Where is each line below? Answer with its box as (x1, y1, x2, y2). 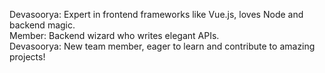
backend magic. (9, 19, 76, 31)
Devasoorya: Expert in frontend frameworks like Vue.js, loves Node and (9, 9, 304, 20)
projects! (9, 51, 46, 63)
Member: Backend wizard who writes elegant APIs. (9, 30, 220, 41)
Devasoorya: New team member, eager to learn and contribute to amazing (9, 40, 316, 52)
